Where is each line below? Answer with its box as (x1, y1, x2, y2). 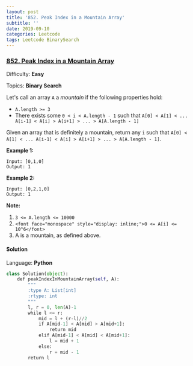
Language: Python (6, 259, 53, 266)
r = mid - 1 (49, 349, 79, 355)
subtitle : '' (6, 20, 39, 26)
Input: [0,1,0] (6, 159, 44, 165)
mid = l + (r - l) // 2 (38, 315, 87, 321)
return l (28, 355, 50, 361)
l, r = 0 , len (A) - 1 (28, 304, 77, 311)
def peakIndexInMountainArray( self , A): (17, 276, 120, 282)
